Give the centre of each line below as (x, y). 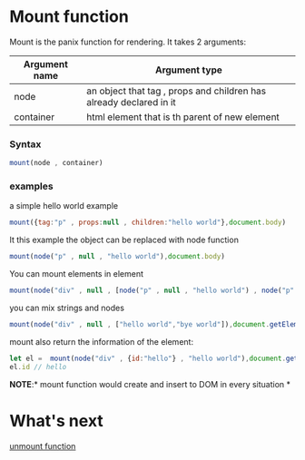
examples (31, 186)
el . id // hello (38, 367)
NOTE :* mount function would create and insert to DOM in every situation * (150, 384)
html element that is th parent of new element (182, 117)
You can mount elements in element (76, 274)
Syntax (25, 144)
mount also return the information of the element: (101, 341)
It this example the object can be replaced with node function (124, 240)
